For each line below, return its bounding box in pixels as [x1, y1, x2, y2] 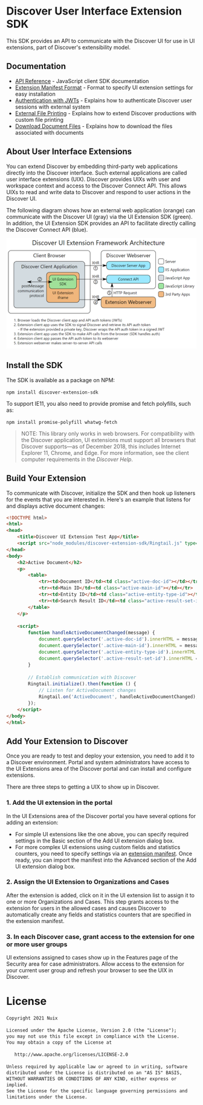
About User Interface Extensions [6, 147, 132, 157]
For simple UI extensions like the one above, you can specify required [14, 830, 189, 838]
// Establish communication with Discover [28, 674, 137, 680]
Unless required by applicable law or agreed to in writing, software [6, 1064, 188, 1070]
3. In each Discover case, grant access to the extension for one [6, 932, 195, 941]
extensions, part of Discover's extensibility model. [6, 44, 131, 51]
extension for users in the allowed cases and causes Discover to [6, 904, 167, 912]
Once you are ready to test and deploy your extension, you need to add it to [6, 752, 195, 759]
